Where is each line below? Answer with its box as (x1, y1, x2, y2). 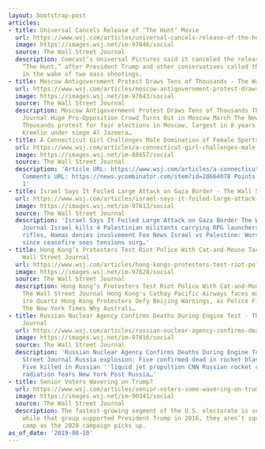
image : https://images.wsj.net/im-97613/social (15, 202, 175, 210)
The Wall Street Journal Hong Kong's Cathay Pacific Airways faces (22, 290, 248, 298)
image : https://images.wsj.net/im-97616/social (15, 334, 175, 342)
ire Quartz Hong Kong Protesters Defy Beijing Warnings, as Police (22, 297, 248, 305)
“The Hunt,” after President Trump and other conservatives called (22, 63, 248, 71)
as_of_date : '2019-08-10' (8, 429, 93, 437)
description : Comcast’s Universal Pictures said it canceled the (15, 56, 235, 64)
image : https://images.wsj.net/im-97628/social (15, 268, 175, 276)
